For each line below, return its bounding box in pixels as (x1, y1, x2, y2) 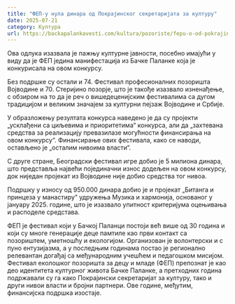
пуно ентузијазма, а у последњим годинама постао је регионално (7, 244, 206, 253)
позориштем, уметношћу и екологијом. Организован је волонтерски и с (7, 237, 224, 245)
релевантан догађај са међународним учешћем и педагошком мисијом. (7, 251, 225, 260)
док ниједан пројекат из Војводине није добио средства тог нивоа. (7, 172, 208, 180)
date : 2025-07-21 (7, 17, 58, 24)
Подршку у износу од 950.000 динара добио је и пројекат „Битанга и (7, 185, 215, 194)
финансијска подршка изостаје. (7, 289, 102, 297)
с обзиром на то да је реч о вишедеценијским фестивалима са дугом (7, 93, 215, 101)
